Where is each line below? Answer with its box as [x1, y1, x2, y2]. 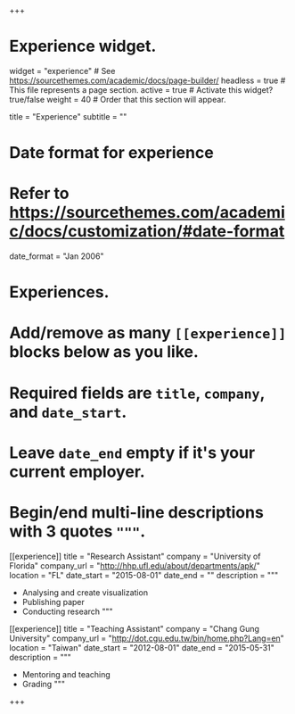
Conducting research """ [21, 606, 113, 617]
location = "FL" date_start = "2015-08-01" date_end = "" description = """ [9, 569, 279, 580]
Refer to [9, 184, 70, 203]
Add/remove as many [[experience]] [9, 323, 287, 344]
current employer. [9, 461, 145, 482]
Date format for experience [9, 143, 214, 163]
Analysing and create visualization [21, 586, 149, 598]
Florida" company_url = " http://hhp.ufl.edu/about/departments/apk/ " [9, 560, 261, 571]
